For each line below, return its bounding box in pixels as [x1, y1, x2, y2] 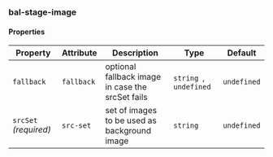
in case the [105, 81, 148, 93]
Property [15, 47, 51, 59]
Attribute [62, 47, 97, 59]
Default [227, 47, 257, 59]
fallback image [105, 72, 161, 83]
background [105, 125, 152, 137]
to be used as [105, 115, 157, 126]
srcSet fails [105, 92, 148, 103]
